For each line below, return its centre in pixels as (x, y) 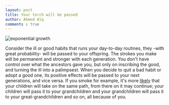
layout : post (19, 10)
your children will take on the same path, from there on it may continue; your (84, 86)
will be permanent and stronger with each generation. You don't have (77, 59)
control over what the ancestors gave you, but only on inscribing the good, (83, 64)
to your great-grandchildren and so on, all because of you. (66, 97)
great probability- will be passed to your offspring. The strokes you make (81, 54)
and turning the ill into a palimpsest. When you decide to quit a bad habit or (83, 70)
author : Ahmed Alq (24, 19)
